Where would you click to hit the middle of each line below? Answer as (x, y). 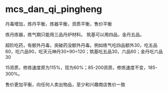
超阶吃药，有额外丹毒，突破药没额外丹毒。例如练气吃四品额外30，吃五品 (81, 45)
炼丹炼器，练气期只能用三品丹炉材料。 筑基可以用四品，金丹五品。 (75, 34)
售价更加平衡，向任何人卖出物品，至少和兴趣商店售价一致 (65, 84)
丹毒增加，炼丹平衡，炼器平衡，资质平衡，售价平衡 (59, 24)
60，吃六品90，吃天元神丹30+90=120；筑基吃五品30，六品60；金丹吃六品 (84, 51)
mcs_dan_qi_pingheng (54, 9)
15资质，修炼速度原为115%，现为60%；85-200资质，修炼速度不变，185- (81, 67)
